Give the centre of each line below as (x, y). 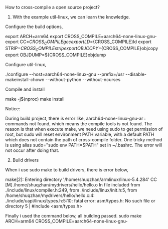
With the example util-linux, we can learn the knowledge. (71, 17)
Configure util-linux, (26, 64)
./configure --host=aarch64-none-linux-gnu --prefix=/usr (65, 74)
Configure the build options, (34, 27)
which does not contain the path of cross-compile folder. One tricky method (84, 139)
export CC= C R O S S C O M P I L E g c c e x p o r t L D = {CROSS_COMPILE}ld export (78, 42)
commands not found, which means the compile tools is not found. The (79, 124)
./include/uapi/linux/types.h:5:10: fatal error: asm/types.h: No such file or (80, 200)
